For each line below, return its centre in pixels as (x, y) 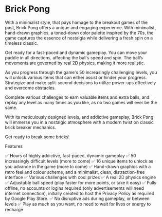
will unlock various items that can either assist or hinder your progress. (76, 77)
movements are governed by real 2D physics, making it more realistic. (75, 63)
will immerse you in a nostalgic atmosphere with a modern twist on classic (80, 122)
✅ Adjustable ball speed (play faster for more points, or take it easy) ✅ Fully (81, 182)
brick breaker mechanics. (31, 127)
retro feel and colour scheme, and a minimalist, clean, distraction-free (75, 172)
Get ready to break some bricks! (37, 137)
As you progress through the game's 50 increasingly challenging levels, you (81, 72)
